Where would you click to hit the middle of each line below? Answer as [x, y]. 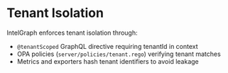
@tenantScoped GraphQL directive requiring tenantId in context [107, 46]
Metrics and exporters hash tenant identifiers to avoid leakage [108, 61]
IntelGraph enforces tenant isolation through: [72, 33]
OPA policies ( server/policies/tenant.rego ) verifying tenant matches [119, 54]
